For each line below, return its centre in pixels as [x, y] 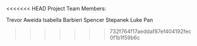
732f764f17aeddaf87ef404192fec [151, 31]
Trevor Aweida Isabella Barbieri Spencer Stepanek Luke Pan [80, 20]
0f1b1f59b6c [125, 37]
